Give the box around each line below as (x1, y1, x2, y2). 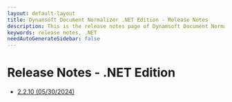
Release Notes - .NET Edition (7, 65, 176, 81)
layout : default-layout (7, 10, 76, 17)
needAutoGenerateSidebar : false (7, 36, 100, 42)
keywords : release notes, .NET (7, 29, 97, 36)
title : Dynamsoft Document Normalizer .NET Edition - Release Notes (7, 16, 209, 23)
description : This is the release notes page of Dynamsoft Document (7, 23, 209, 29)
